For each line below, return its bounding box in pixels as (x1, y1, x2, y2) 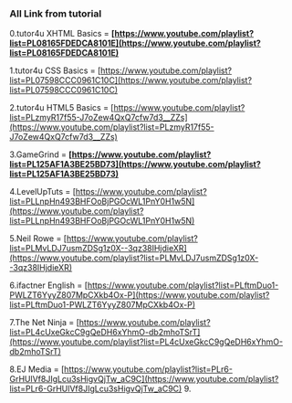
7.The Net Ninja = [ (9, 317, 80, 328)
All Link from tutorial (9, 7, 102, 20)
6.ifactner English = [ (9, 280, 89, 291)
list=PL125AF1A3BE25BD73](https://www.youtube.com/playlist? (9, 159, 262, 170)
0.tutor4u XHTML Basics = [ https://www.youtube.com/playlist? (9, 28, 255, 39)
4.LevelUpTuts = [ (9, 186, 76, 197)
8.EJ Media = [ (9, 364, 65, 375)
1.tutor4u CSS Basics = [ (9, 65, 101, 76)
